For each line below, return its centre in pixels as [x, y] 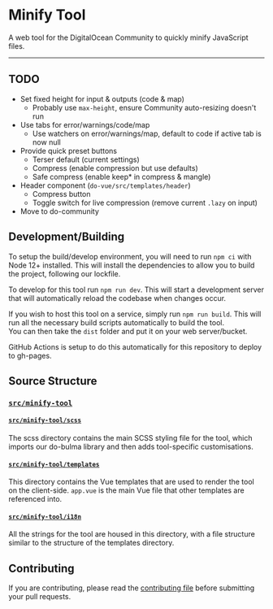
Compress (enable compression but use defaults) [115, 167]
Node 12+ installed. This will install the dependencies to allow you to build [132, 265]
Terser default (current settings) [86, 159]
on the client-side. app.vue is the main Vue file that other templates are [127, 490]
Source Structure [53, 381]
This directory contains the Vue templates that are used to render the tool [131, 482]
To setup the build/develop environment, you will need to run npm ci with [130, 256]
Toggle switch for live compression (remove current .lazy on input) [145, 202]
